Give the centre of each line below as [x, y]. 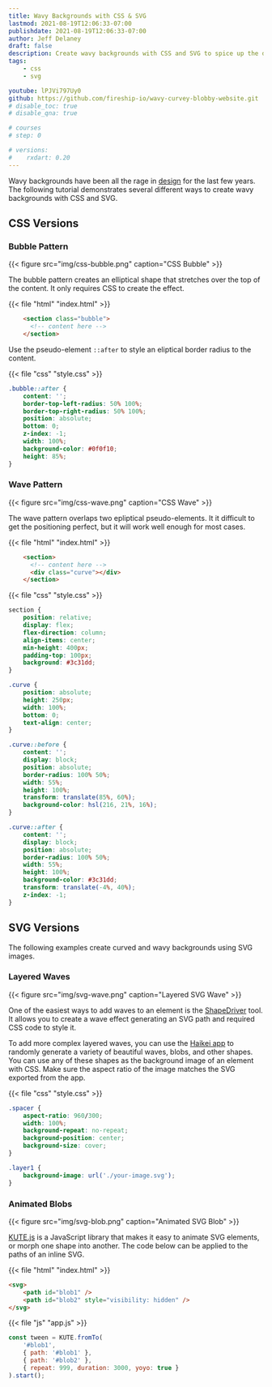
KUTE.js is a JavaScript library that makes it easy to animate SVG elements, [134, 1237]
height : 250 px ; [49, 700]
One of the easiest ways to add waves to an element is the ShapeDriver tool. [136, 1010]
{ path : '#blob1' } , [57, 1353]
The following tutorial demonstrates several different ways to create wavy [131, 189]
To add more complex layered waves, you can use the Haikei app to [121, 1043]
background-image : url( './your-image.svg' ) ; [99, 1176]
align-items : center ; [59, 640]
